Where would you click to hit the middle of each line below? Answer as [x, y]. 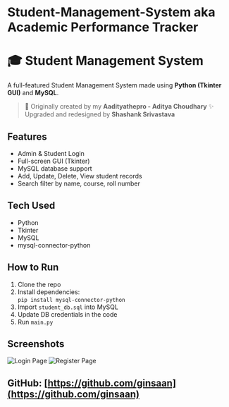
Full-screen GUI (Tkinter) [54, 161]
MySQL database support [55, 168]
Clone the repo [39, 284]
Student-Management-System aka [112, 12]
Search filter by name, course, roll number [79, 183]
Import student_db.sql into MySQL [68, 307]
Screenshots [36, 344]
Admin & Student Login [51, 153]
